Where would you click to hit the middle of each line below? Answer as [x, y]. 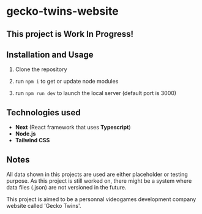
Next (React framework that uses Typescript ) [73, 128]
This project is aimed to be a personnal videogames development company [101, 199]
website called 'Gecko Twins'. [44, 206]
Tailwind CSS [32, 140]
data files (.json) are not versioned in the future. [66, 188]
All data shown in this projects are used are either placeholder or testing [97, 174]
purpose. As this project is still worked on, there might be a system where [99, 181]
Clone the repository [41, 69]
